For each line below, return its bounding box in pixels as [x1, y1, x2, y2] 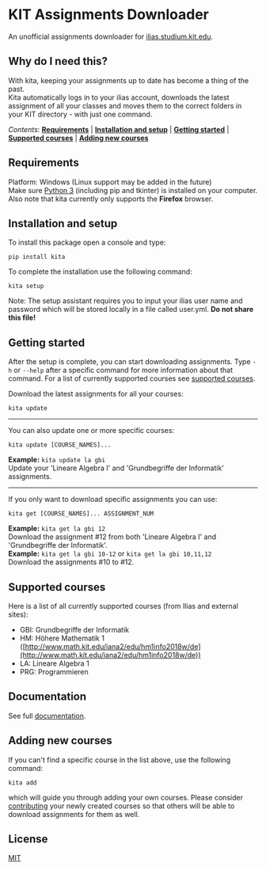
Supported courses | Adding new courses [8, 133, 149, 142]
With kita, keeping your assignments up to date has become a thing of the [8, 75, 249, 85]
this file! [8, 313, 36, 322]
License [8, 833, 48, 846]
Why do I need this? [8, 55, 108, 68]
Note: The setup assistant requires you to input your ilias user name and [8, 296, 243, 306]
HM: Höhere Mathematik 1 [19, 633, 105, 643]
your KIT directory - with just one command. [8, 109, 153, 119]
